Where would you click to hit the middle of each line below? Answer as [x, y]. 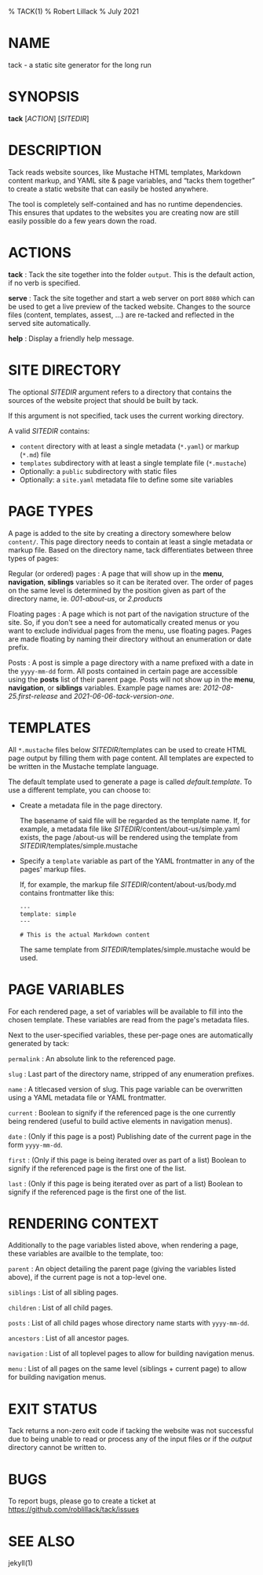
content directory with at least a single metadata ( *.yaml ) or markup [129, 446]
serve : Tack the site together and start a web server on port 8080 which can [131, 298]
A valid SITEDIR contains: [49, 431]
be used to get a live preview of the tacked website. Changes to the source [130, 306]
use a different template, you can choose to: [80, 789]
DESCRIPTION [55, 151]
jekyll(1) [20, 1563]
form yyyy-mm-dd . [35, 1144]
